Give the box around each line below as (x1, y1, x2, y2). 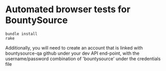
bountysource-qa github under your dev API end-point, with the (5, 50, 139, 56)
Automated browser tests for (5, 4, 131, 15)
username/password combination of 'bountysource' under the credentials (5, 55, 161, 62)
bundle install (5, 31, 38, 36)
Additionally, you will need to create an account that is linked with (5, 44, 143, 51)
